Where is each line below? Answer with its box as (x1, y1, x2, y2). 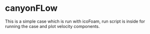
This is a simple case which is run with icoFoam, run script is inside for (5, 18, 146, 24)
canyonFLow (5, 3, 58, 14)
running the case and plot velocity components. (5, 23, 100, 29)
